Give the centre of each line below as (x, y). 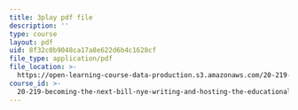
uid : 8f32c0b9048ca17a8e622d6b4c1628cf (83, 51)
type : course (33, 34)
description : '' (39, 26)
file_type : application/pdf (61, 59)
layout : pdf (31, 42)
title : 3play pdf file (51, 17)
